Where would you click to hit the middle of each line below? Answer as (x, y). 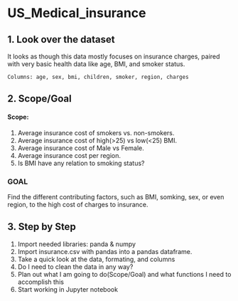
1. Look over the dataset (61, 39)
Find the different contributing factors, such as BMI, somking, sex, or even (116, 196)
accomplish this (40, 282)
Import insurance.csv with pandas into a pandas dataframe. (105, 251)
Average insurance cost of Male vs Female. (81, 148)
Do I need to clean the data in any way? (75, 266)
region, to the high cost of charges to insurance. (78, 204)
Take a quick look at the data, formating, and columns (96, 259)
